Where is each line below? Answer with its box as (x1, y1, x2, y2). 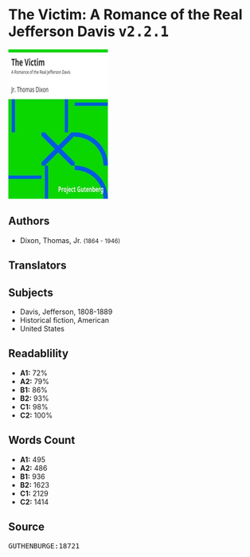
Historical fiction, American (19, 315, 110, 324)
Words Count (8, 433, 76, 447)
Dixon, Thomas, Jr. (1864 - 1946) (19, 235, 121, 245)
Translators (8, 259, 67, 273)
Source (8, 520, 45, 533)
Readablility (8, 347, 69, 360)
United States (19, 324, 65, 333)
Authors (8, 214, 50, 228)
